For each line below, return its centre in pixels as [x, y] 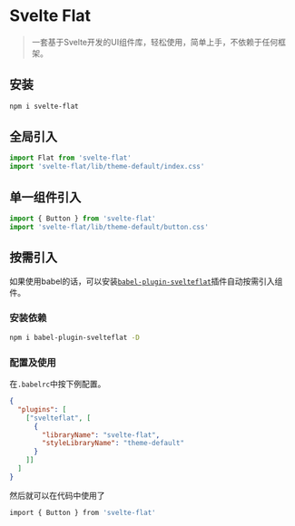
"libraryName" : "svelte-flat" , [101, 435]
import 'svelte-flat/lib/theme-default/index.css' [107, 167]
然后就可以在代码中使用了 [57, 495]
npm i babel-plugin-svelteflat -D [75, 337]
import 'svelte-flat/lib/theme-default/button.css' [109, 227]
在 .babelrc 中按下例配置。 [58, 384]
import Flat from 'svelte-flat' [70, 158]
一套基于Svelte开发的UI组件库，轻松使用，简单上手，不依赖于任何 [155, 42]
